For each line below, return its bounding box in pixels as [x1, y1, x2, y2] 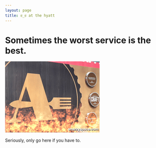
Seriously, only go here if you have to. [5, 137, 81, 144]
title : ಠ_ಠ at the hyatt [5, 13, 55, 18]
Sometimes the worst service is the [5, 35, 151, 46]
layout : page [5, 8, 32, 13]
